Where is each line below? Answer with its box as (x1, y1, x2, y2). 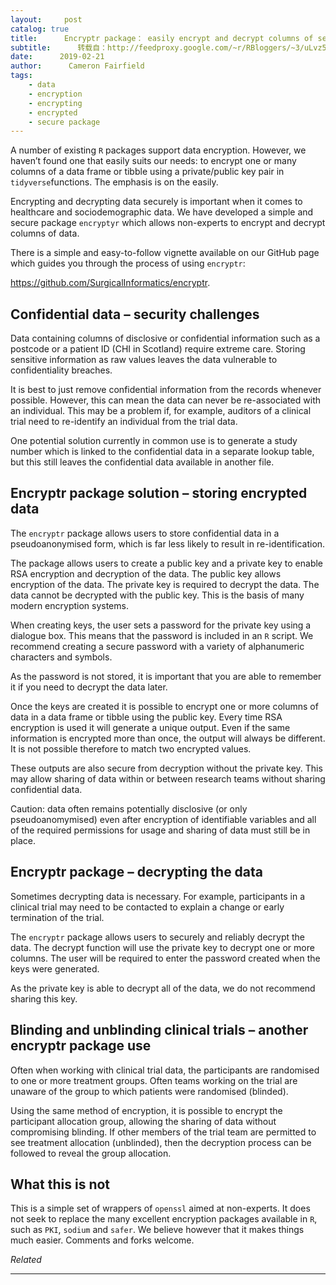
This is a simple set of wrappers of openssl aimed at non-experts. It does (10, 1202, 311, 1215)
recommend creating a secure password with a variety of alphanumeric (10, 640, 305, 652)
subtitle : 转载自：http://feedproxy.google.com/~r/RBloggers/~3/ (10, 42, 305, 53)
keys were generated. (10, 962, 100, 975)
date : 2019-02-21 (10, 52, 105, 62)
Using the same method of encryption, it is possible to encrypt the (10, 1104, 283, 1116)
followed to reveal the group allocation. (10, 1147, 172, 1159)
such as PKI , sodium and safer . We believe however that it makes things (10, 1224, 305, 1236)
